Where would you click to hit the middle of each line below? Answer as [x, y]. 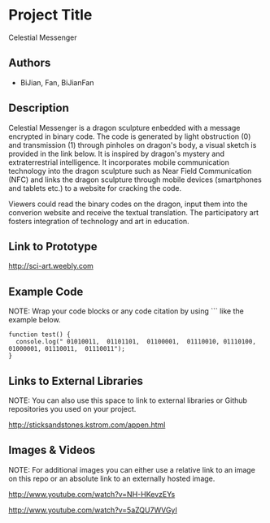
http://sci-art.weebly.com [51, 266]
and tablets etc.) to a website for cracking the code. [95, 188]
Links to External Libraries [76, 380]
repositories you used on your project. [72, 409]
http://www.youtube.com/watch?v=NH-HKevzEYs [92, 494]
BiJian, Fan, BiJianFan [57, 82]
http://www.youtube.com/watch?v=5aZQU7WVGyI [93, 510]
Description [39, 108]
